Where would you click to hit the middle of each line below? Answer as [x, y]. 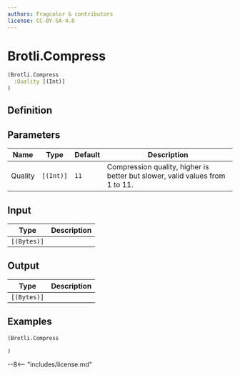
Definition [30, 110]
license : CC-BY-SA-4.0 [41, 21]
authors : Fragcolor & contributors [60, 14]
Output [23, 266]
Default [87, 155]
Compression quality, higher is [158, 167]
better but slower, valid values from [166, 176]
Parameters [34, 135]
